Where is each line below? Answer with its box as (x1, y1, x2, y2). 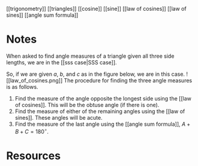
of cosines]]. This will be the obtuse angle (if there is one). (14, 101, 160, 108)
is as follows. (6, 83, 38, 90)
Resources (6, 149, 61, 162)
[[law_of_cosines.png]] (6, 76, 63, 84)
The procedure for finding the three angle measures (64, 76, 193, 84)
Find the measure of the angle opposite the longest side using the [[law (14, 94, 192, 102)
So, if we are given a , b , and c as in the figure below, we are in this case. (6, 70, 185, 78)
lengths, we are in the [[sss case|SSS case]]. (6, 58, 117, 66)
